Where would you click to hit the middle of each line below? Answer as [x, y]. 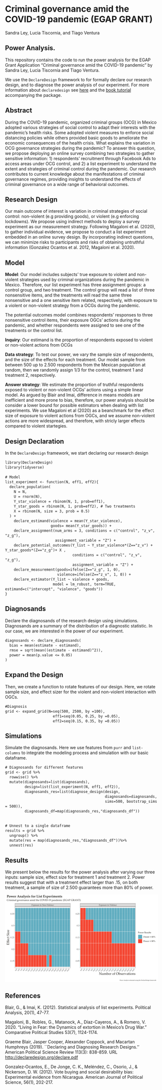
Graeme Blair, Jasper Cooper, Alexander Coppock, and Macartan [70, 1042]
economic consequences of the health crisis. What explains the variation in [80, 143]
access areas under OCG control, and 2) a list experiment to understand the [81, 164]
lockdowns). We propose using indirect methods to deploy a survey [73, 222]
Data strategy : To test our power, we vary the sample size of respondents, [80, 354]
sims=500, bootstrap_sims [131, 802]
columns [13, 753]
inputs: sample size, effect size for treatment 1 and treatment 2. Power [75, 877]
